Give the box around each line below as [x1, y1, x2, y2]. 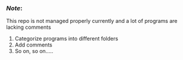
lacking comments [6, 24, 52, 31]
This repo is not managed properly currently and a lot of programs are [6, 18, 178, 25]
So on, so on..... [14, 48, 53, 55]
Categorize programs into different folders [14, 35, 119, 42]
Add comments [14, 41, 52, 48]
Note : [6, 4, 23, 12]
